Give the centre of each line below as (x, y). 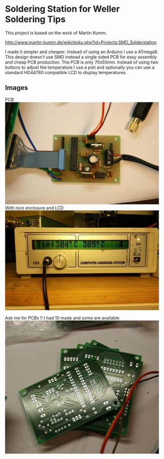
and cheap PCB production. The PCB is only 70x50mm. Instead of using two (82, 62)
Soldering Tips (35, 19)
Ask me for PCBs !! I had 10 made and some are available (62, 318)
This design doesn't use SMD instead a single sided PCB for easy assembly (81, 57)
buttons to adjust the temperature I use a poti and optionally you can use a (80, 67)
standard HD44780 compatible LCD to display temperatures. (66, 72)
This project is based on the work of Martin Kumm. (56, 33)
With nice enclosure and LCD (34, 208)
